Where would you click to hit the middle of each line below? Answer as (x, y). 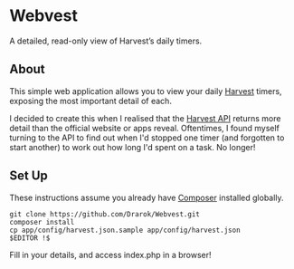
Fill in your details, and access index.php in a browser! (110, 255)
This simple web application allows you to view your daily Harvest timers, (146, 91)
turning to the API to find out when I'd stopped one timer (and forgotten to (147, 138)
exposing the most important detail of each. (90, 101)
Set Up (28, 176)
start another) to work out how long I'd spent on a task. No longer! (133, 147)
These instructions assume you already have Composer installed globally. (147, 197)
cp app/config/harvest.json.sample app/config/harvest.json (125, 230)
